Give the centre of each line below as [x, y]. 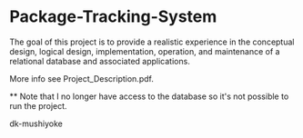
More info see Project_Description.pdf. [82, 78]
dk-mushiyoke [36, 123]
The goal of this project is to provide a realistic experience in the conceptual [152, 42]
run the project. [38, 105]
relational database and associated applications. [100, 61]
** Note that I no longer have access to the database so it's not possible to [149, 96]
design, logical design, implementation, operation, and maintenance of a [145, 51]
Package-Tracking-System [113, 17]
